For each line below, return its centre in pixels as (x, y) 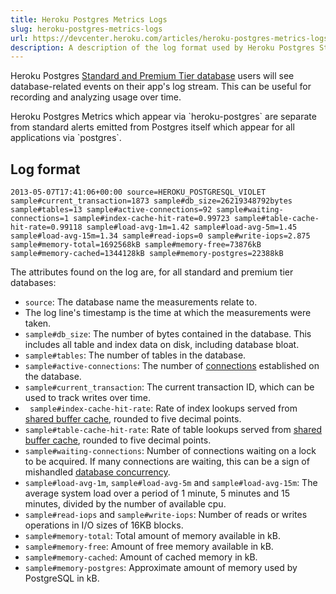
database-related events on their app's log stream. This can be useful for (161, 87)
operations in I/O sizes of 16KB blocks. (104, 525)
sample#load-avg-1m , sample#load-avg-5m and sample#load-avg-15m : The (171, 483)
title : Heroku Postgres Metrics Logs (89, 19)
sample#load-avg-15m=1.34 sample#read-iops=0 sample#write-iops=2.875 (160, 236)
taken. (38, 323)
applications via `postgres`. (66, 138)
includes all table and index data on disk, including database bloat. (162, 345)
